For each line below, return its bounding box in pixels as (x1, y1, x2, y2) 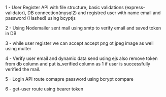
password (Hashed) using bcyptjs (5, 15, 76, 21)
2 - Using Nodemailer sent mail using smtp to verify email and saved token (5, 25, 161, 31)
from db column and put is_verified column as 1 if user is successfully (5, 61, 151, 67)
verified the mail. (5, 66, 41, 72)
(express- (125, 5, 146, 10)
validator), (5, 10, 27, 16)
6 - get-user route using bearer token (5, 86, 84, 92)
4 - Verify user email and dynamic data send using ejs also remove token (5, 55, 158, 61)
